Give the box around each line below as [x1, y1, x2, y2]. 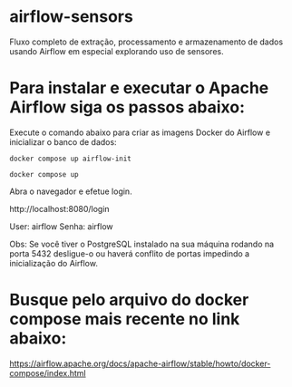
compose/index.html [9, 367, 86, 378]
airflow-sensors [9, 6, 133, 27]
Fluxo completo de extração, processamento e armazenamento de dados [9, 36, 284, 47]
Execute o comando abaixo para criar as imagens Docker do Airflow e [9, 127, 270, 138]
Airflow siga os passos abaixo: [9, 97, 246, 118]
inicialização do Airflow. [9, 257, 98, 268]
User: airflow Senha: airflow [9, 220, 113, 232]
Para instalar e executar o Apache [9, 78, 269, 99]
